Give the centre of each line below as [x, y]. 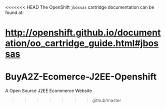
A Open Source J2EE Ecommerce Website [49, 91]
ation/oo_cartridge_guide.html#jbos [82, 43]
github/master [107, 100]
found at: [14, 12]
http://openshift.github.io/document [83, 33]
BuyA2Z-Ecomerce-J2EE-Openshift [81, 77]
